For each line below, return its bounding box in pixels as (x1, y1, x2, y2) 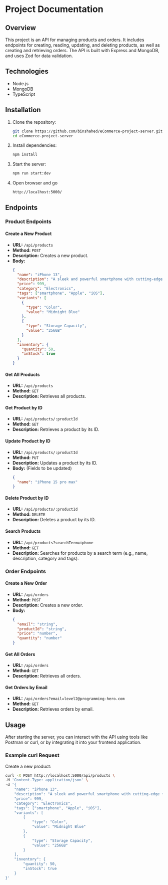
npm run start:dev (12, 171, 51, 176)
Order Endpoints (5, 568, 46, 575)
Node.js (12, 80, 29, 86)
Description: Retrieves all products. (12, 393, 86, 399)
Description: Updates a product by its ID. (12, 460, 97, 466)
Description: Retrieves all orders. (12, 673, 81, 679)
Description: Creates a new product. (12, 252, 88, 259)
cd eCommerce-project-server (12, 133, 73, 138)
